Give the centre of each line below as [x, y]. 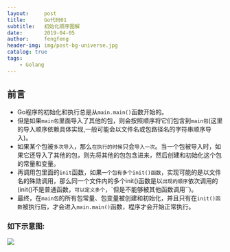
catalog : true [27, 52]
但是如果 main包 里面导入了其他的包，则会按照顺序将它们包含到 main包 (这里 [120, 120]
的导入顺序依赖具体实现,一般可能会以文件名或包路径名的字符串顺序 [111, 129]
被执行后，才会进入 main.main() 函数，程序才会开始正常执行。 [108, 207]
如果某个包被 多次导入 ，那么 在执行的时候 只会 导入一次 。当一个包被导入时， [116, 147]
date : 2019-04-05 [41, 33]
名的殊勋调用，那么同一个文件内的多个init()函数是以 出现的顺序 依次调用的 [117, 181]
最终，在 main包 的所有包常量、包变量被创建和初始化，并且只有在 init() [116, 198]
